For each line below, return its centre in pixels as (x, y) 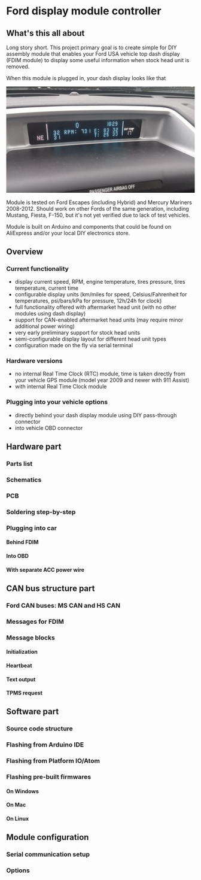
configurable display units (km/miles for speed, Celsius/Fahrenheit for (101, 295)
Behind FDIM (22, 542)
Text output (21, 679)
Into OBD (17, 556)
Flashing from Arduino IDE (45, 745)
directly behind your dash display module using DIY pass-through (96, 415)
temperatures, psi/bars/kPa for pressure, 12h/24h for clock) (88, 301)
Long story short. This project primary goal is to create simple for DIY (92, 47)
